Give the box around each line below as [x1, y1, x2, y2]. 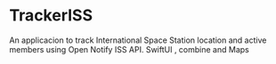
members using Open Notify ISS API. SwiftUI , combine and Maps [9, 44, 249, 54]
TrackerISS [9, 5, 93, 26]
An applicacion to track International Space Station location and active [9, 35, 267, 45]
